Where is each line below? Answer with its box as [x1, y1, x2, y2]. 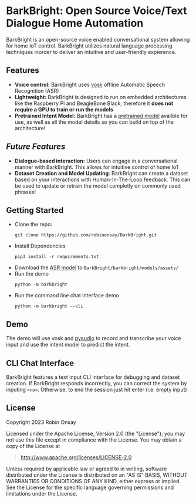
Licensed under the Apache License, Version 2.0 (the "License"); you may [6, 430, 185, 437]
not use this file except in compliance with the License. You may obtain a [6, 436, 182, 443]
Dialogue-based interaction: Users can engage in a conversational [14, 157, 178, 164]
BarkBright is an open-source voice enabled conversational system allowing [6, 36, 190, 43]
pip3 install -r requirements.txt [14, 254, 99, 260]
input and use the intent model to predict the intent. [6, 341, 130, 348]
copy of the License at [6, 442, 60, 449]
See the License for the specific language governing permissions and [6, 484, 174, 491]
